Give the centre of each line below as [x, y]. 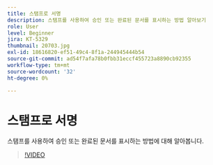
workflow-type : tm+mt [39, 65]
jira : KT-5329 [28, 40]
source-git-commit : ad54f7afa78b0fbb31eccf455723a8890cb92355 [99, 59]
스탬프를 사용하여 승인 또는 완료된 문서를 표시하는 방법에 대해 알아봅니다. [105, 141]
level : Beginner [31, 33]
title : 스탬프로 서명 [34, 14]
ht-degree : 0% [28, 78]
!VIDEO [34, 155]
